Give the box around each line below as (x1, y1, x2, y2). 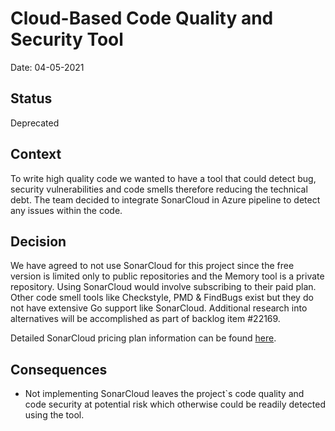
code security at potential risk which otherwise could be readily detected (24, 398, 327, 411)
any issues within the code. (10, 204, 123, 216)
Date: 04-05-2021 (10, 61, 85, 73)
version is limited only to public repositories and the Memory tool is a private (10, 270, 325, 282)
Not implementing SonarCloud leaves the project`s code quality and (24, 388, 305, 400)
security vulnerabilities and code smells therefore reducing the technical (10, 183, 308, 195)
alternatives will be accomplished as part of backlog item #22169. (10, 313, 281, 325)
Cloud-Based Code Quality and (10, 7, 274, 30)
